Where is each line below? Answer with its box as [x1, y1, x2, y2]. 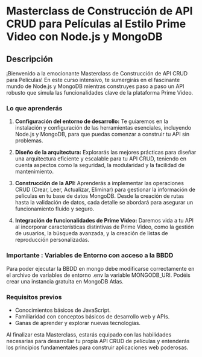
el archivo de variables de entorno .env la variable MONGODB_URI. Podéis [6, 271, 191, 279]
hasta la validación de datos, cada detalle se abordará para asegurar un [14, 199, 194, 206]
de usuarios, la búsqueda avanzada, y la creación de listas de [14, 230, 168, 237]
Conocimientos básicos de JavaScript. [14, 306, 111, 314]
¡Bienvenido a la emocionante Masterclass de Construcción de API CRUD [6, 70, 188, 77]
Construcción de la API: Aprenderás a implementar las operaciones [14, 180, 184, 187]
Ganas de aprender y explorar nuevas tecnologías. [14, 319, 140, 326]
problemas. [14, 137, 43, 144]
